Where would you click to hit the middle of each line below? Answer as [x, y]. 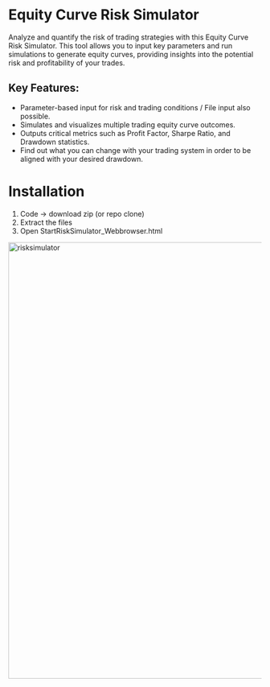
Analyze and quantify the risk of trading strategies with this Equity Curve [129, 37]
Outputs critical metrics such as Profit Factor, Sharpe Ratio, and [125, 133]
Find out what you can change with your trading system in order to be [135, 150]
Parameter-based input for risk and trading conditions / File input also [135, 107]
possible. [35, 116]
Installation [47, 191]
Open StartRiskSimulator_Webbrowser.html [91, 230]
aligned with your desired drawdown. [81, 159]
